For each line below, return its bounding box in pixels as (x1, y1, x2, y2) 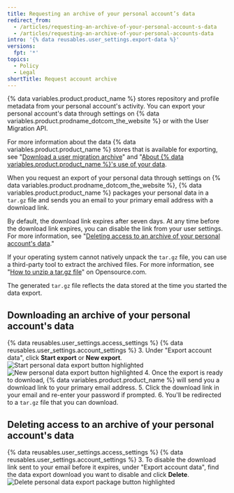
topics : (7, 56, 30, 63)
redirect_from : (7, 17, 52, 24)
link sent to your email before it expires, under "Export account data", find (7, 463, 219, 471)
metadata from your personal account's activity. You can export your (7, 102, 205, 111)
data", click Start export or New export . (7, 354, 122, 362)
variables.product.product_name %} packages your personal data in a (7, 188, 210, 197)
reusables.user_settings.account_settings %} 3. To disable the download (7, 456, 217, 464)
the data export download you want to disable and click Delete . (7, 471, 190, 478)
